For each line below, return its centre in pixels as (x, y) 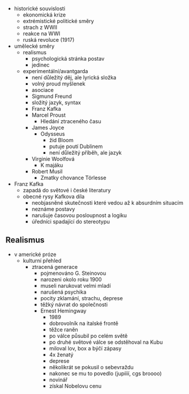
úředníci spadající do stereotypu (71, 221)
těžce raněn (64, 329)
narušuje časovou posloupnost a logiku (79, 215)
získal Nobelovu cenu (75, 386)
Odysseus (53, 134)
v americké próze (35, 254)
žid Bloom (62, 140)
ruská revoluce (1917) (49, 40)
